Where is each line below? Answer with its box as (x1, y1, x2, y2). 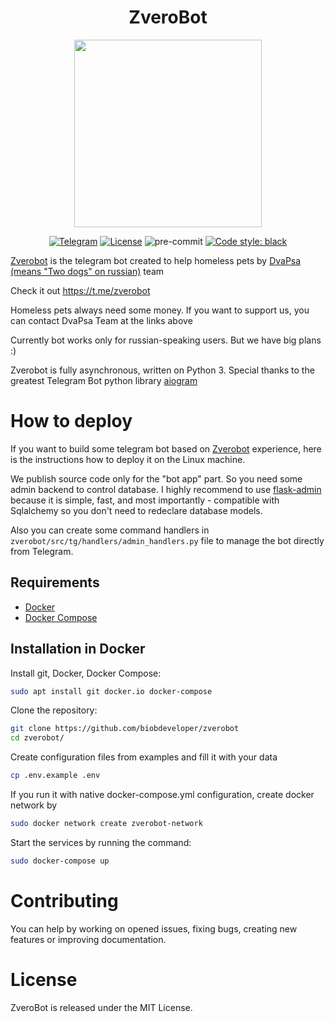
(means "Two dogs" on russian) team (10, 265, 165, 277)
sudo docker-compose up (10, 856, 110, 866)
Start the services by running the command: (10, 836, 192, 848)
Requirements (10, 574, 100, 591)
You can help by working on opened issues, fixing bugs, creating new (10, 922, 298, 935)
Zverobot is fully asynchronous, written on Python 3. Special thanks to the (10, 364, 315, 376)
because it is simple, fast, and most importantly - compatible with (10, 494, 280, 506)
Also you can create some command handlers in (10, 524, 210, 536)
